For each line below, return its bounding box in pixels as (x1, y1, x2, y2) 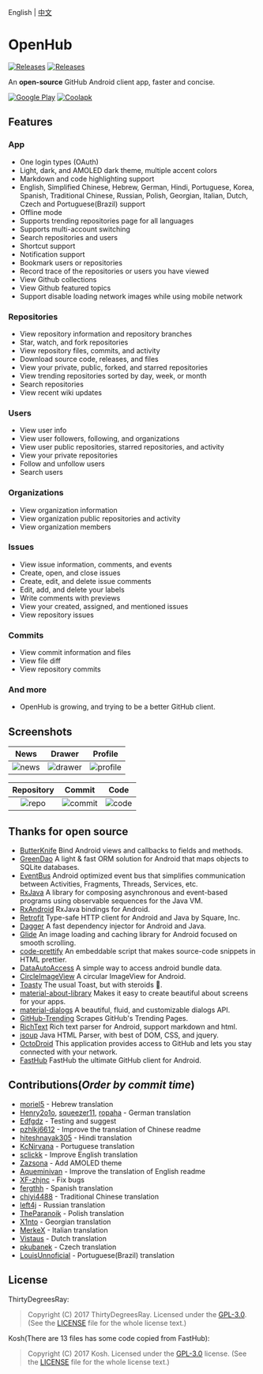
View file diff (19, 656, 61, 666)
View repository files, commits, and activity (19, 345, 160, 355)
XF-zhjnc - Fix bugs (19, 1175, 85, 1184)
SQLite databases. (19, 863, 80, 872)
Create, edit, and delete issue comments (19, 576, 152, 585)
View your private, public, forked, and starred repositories (19, 363, 209, 372)
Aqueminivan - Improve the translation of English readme (19, 1166, 206, 1176)
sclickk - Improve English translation (19, 1150, 138, 1159)
